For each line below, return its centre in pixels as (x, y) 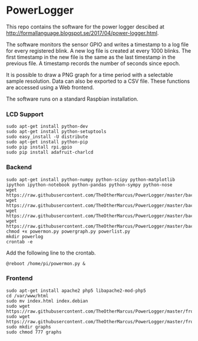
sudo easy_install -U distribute (47, 137)
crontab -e (19, 242)
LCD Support (25, 114)
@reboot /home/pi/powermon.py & (46, 263)
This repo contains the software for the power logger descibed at (85, 27)
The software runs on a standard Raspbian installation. (72, 99)
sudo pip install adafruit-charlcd (50, 152)
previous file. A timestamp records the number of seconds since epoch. (93, 63)
